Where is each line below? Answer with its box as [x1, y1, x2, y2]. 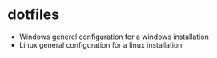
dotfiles [7, 6, 60, 24]
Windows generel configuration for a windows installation [18, 32, 209, 41]
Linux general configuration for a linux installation [18, 40, 183, 49]
